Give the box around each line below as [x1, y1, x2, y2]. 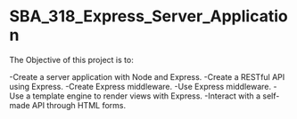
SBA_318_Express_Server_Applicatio [9, 6, 288, 27]
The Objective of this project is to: [9, 54, 134, 65]
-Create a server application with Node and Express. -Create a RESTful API [9, 71, 285, 82]
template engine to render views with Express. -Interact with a [32, 91, 261, 101]
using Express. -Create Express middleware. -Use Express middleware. [9, 81, 272, 91]
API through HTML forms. [31, 99, 127, 110]
